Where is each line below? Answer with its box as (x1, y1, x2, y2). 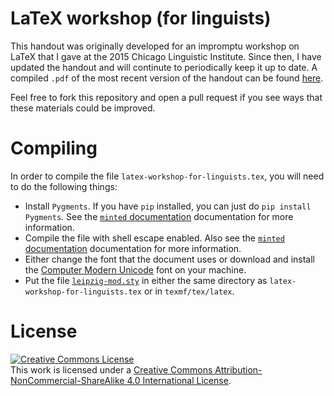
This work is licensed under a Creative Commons (10, 363, 213, 376)
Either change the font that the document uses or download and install (24, 253, 315, 265)
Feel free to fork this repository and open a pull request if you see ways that (10, 91, 323, 103)
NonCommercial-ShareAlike (10, 374, 125, 386)
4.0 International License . (126, 374, 232, 386)
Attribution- (214, 363, 263, 376)
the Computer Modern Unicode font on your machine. (24, 263, 247, 276)
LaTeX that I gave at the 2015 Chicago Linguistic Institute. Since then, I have (10, 50, 322, 62)
